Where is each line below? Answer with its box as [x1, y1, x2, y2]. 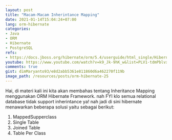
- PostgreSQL [5, 45, 33, 50]
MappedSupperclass [12, 114, 57, 120]
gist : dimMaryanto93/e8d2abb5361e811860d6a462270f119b [5, 69, 125, 74]
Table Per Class [12, 130, 46, 136]
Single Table [12, 119, 39, 125]
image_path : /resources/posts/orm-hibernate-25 [5, 74, 109, 79]
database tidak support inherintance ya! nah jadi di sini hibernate [5, 98, 142, 104]
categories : [5, 26, 31, 32]
